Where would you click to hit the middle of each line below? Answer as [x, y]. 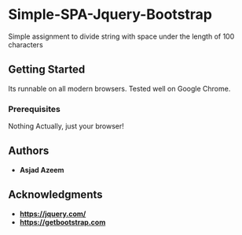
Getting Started [47, 70]
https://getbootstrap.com [62, 222]
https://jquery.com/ [53, 214]
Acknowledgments [56, 195]
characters [26, 44]
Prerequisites [34, 109]
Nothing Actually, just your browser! [66, 126]
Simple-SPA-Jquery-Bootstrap [110, 15]
